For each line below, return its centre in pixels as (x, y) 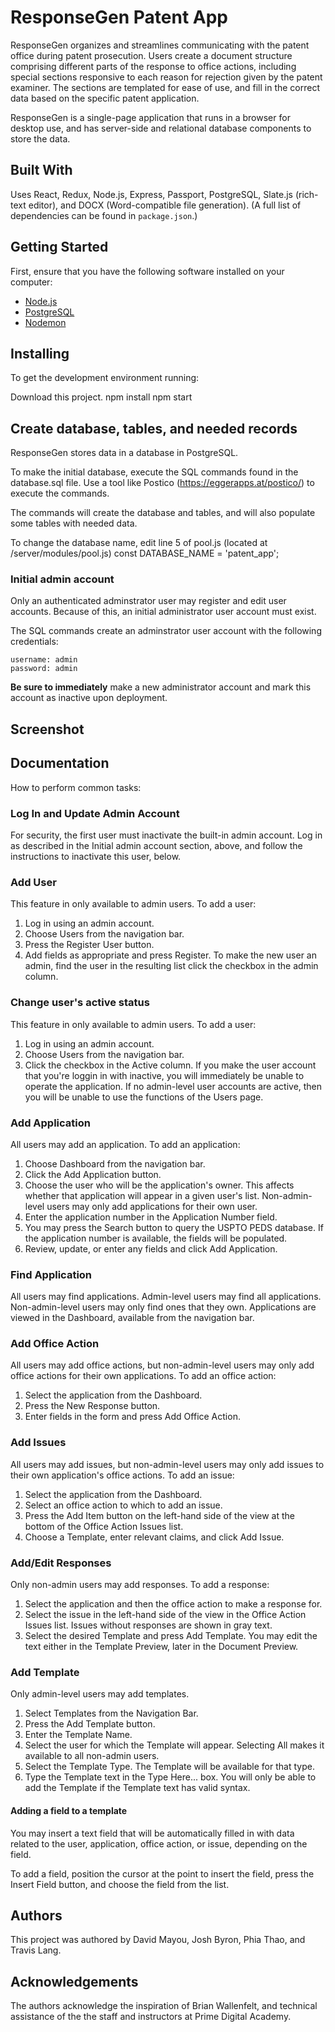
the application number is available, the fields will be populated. (156, 1238)
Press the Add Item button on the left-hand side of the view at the (159, 1515)
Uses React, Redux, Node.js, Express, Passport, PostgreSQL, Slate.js (151, 194)
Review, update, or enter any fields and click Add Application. (151, 1248)
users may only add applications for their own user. (152, 1206)
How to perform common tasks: (76, 787)
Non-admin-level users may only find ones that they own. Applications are (163, 1307)
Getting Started (59, 247)
